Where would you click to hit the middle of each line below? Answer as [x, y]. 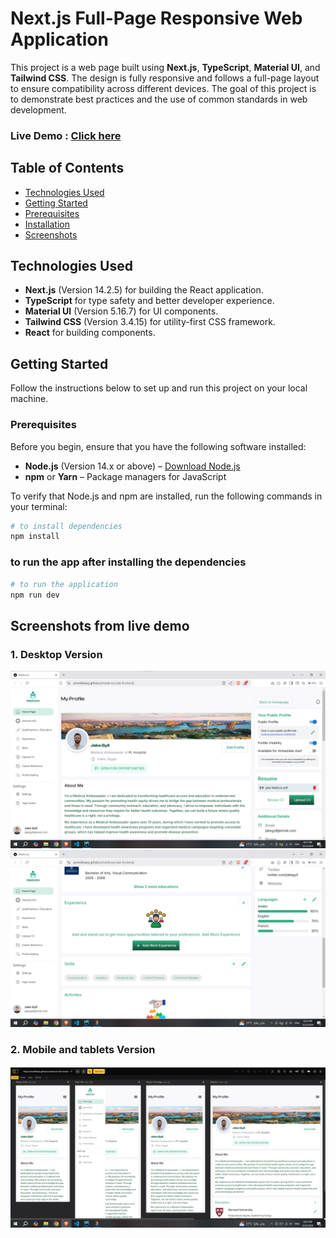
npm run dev [35, 595]
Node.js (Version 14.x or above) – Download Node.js [132, 466]
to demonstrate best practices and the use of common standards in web [159, 99]
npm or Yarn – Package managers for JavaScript [125, 476]
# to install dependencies [66, 526]
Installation [47, 224]
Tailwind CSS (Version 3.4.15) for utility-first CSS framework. [150, 322]
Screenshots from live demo [100, 625]
